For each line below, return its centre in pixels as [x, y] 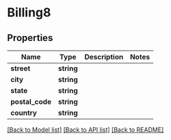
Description [104, 57]
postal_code [31, 102]
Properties [30, 38]
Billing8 [29, 13]
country [24, 113]
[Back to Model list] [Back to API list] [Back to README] [85, 130]
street [21, 68]
